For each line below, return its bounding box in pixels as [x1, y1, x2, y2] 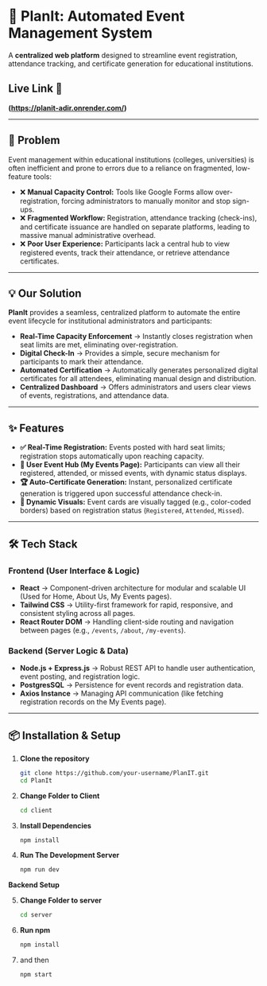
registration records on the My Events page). [19, 697, 167, 707]
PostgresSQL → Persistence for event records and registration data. [19, 680, 244, 690]
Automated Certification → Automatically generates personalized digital [19, 365, 258, 375]
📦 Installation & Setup [8, 728, 122, 742]
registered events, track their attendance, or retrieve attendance [19, 247, 230, 257]
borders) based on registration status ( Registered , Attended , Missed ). [19, 505, 245, 516]
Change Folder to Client [19, 791, 100, 801]
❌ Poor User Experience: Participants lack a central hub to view [19, 239, 230, 248]
